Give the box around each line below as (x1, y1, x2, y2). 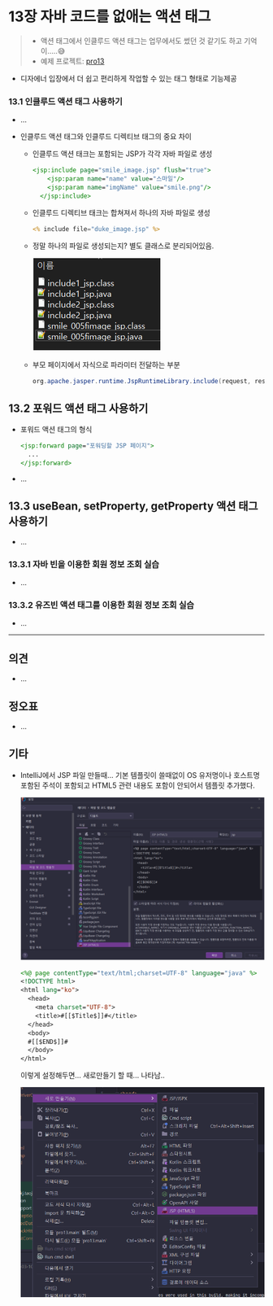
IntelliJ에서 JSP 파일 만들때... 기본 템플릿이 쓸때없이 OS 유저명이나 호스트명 (19, 770, 260, 780)
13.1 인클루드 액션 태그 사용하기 (8, 95, 123, 107)
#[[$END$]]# (28, 1037, 68, 1046)
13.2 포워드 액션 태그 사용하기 (8, 401, 149, 415)
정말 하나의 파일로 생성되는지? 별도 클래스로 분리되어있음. (32, 241, 214, 251)
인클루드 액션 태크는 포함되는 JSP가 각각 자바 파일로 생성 (32, 149, 213, 159)
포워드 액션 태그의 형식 (19, 425, 93, 435)
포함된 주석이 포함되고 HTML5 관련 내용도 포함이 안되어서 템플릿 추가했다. (19, 780, 256, 790)
